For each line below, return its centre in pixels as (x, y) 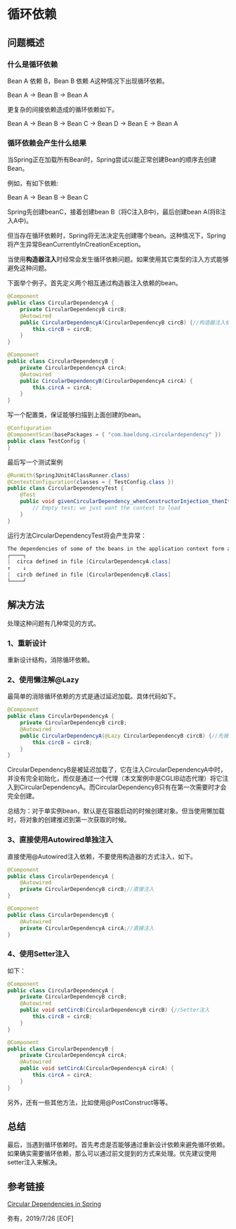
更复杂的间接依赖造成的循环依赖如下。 (63, 109)
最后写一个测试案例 (35, 462)
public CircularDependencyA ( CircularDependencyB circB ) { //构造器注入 (123, 323)
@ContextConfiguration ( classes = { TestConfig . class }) (91, 482)
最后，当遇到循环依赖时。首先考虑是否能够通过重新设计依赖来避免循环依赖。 (118, 1145)
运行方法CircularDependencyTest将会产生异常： (77, 535)
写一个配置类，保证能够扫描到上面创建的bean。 (76, 415)
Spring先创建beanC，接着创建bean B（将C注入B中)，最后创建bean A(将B (113, 212)
